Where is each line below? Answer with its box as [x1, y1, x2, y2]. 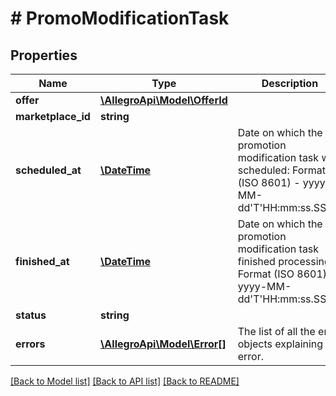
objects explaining [237, 337, 324, 351]
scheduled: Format [237, 163, 326, 177]
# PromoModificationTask [10, 7, 230, 30]
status [15, 308, 47, 322]
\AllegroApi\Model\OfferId [99, 93, 228, 107]
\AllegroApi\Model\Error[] [99, 337, 227, 351]
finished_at [15, 255, 70, 268]
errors [15, 337, 46, 351]
